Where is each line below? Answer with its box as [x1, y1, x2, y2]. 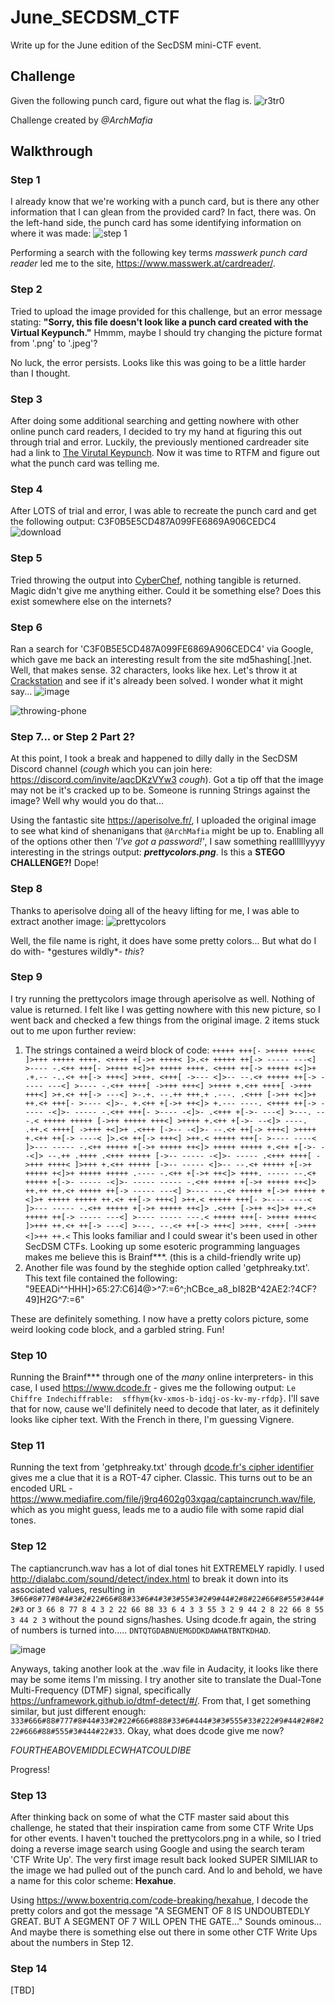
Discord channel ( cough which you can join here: [10, 763, 213, 775]
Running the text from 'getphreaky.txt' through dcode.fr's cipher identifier [10, 1461, 315, 1473]
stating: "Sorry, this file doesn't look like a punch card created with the [10, 316, 309, 328]
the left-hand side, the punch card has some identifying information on [10, 217, 302, 229]
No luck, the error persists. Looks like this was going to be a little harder [10, 356, 307, 368]
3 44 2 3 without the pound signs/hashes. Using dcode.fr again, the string [10, 1613, 317, 1625]
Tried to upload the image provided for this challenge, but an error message [10, 305, 323, 317]
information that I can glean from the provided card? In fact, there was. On [10, 206, 317, 218]
